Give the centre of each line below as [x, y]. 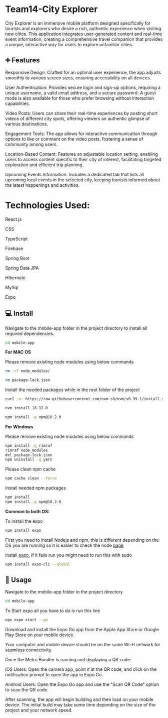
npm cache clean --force [31, 478]
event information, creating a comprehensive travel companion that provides [84, 39]
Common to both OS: [27, 511]
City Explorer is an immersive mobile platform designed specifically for [78, 23]
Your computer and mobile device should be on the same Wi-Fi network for [83, 645]
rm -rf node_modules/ [28, 371]
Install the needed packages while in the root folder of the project [72, 390]
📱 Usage [18, 580]
